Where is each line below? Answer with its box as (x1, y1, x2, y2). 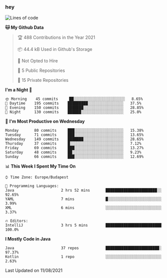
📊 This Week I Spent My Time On (5, 163, 76, 169)
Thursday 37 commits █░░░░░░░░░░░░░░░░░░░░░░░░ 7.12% (5, 141, 142, 146)
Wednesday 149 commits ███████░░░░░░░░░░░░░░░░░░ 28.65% (5, 137, 144, 142)
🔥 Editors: (5, 219, 28, 224)
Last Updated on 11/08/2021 (5, 268, 63, 274)
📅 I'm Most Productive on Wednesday (5, 118, 85, 124)
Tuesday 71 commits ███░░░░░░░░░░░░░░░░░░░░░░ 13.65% (5, 132, 144, 138)
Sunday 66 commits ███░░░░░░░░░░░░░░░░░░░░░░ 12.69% (5, 154, 144, 159)
